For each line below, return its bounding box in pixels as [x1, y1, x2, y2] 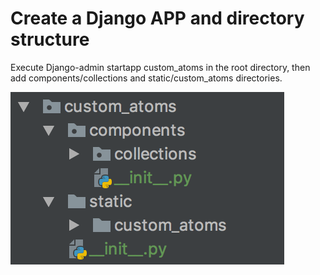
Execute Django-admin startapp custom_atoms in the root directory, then [10, 61, 311, 73]
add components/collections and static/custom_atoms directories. [10, 72, 283, 84]
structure [10, 28, 90, 51]
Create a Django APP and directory [10, 7, 305, 30]
